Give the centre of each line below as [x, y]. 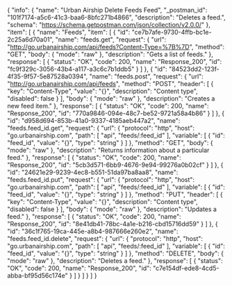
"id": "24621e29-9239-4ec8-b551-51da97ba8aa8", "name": [93, 172]
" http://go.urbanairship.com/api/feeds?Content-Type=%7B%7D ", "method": [116, 47]
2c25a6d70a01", [31, 40]
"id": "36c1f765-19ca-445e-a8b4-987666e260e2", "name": [93, 231]
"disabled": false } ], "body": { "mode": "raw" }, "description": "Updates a [112, 209]
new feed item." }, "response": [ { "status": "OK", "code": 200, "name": [108, 106]
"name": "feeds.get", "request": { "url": [111, 40]
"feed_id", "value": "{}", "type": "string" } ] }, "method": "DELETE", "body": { [116, 253]
